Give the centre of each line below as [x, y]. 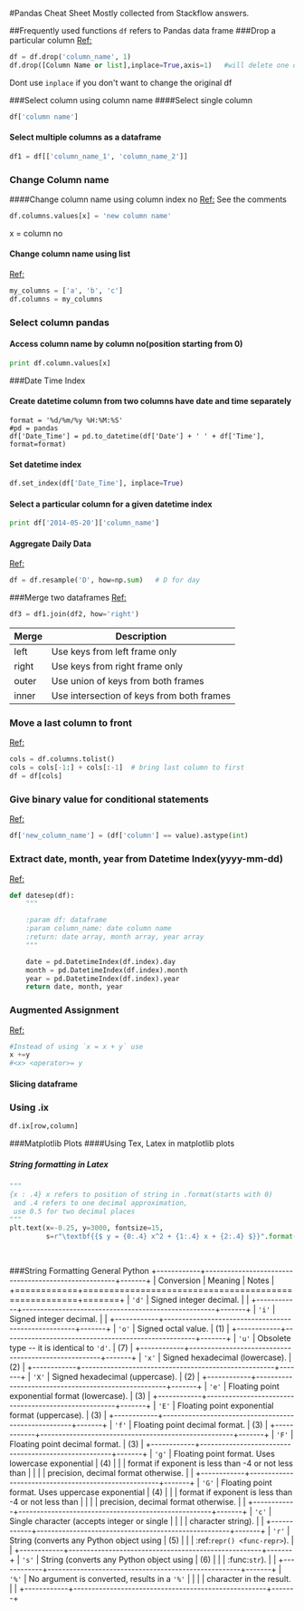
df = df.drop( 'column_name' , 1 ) [70, 57]
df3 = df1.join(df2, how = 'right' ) [75, 614]
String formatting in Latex [59, 1164]
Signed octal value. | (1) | [183, 1328]
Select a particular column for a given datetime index [111, 504]
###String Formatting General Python [79, 1270]
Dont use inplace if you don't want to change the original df [121, 82]
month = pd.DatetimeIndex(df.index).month [107, 970]
